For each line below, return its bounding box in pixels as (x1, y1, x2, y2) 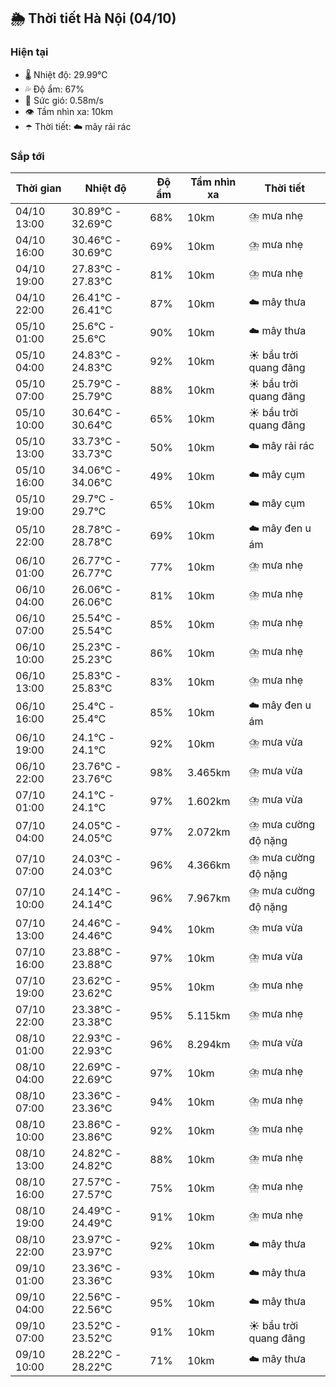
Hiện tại (10, 45, 49, 59)
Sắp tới (10, 149, 45, 163)
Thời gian (15, 181, 62, 195)
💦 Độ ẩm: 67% (24, 83, 85, 95)
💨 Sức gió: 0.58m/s (24, 94, 104, 106)
